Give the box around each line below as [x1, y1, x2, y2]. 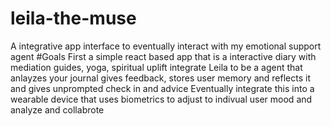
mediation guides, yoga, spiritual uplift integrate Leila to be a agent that [10, 61, 303, 73]
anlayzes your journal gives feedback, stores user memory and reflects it [10, 72, 311, 84]
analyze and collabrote [10, 103, 105, 116]
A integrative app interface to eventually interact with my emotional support [10, 40, 322, 52]
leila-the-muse [10, 7, 137, 30]
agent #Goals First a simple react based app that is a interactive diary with [10, 50, 317, 62]
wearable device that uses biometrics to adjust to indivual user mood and [10, 93, 313, 105]
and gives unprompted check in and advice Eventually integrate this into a [10, 82, 315, 94]
